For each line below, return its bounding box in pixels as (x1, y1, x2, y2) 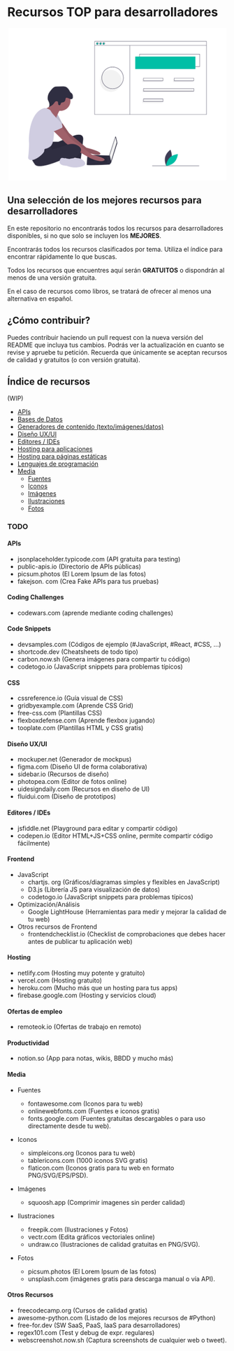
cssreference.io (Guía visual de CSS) (17, 694, 124, 703)
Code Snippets (7, 624, 51, 633)
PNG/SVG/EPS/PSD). (27, 1171, 89, 1179)
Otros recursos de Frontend (17, 922, 98, 931)
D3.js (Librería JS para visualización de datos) (27, 885, 161, 894)
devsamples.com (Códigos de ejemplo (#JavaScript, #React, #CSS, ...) (17, 640, 221, 648)
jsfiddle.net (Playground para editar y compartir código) (17, 824, 178, 832)
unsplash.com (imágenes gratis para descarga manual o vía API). (27, 1274, 215, 1283)
